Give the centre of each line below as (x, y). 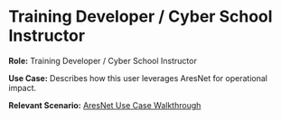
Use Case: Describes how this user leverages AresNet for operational (138, 78)
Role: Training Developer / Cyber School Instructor (103, 60)
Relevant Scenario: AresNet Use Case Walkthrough (105, 105)
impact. (23, 88)
